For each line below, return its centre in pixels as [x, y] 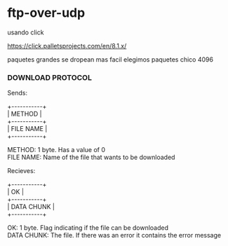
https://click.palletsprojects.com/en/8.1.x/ [67, 46]
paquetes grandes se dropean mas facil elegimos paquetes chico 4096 [110, 59]
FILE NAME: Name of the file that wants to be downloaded [91, 157]
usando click [26, 32]
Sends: [18, 93]
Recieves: [21, 171]
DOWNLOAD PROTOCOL [50, 77]
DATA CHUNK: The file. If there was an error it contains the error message [114, 235]
